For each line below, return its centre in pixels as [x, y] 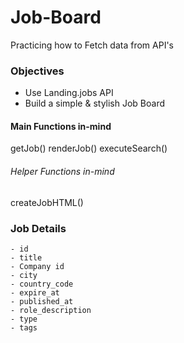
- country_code [42, 284]
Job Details [38, 228]
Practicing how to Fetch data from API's [92, 45]
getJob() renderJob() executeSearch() [89, 148]
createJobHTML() [47, 202]
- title [26, 257]
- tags [24, 327]
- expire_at [35, 292]
